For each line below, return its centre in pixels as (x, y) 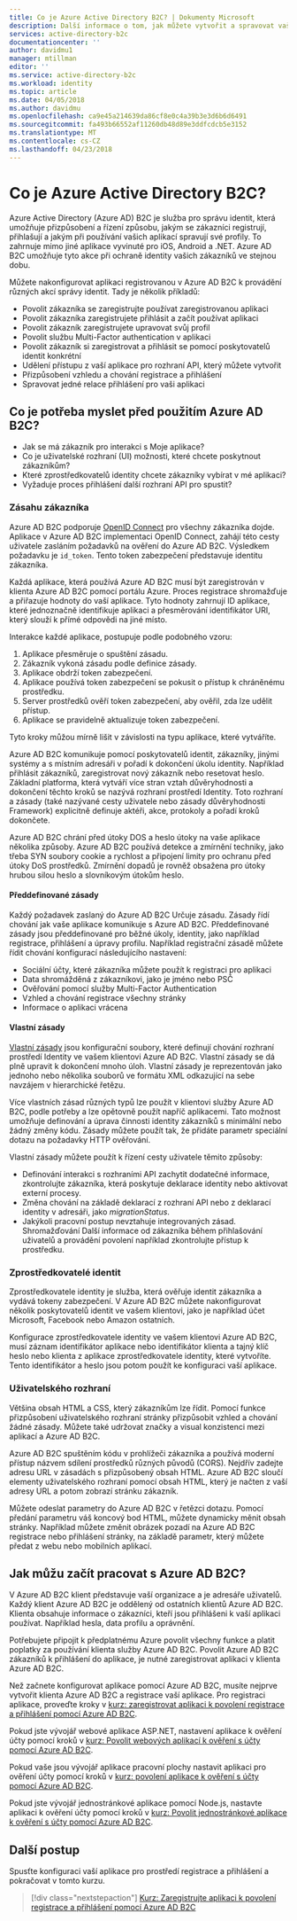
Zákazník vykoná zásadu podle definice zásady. (109, 663)
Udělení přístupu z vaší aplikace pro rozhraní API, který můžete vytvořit (152, 365)
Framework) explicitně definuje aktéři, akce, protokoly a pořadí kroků (134, 810)
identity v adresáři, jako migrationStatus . (96, 1212)
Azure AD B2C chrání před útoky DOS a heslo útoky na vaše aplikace (135, 837)
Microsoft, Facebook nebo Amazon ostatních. (92, 1320)
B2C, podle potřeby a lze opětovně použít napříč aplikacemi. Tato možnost (145, 1112)
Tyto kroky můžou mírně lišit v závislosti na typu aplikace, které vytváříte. (143, 737)
